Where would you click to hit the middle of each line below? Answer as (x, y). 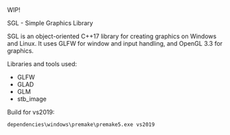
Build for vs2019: (31, 112)
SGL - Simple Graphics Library (50, 23)
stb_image (32, 99)
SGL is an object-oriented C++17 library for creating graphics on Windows (112, 36)
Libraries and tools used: (42, 64)
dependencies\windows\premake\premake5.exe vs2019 (81, 125)
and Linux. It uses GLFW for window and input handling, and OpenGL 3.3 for (115, 43)
